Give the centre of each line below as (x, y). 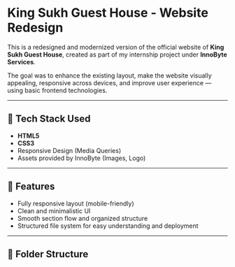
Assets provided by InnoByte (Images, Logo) (81, 158)
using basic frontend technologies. (57, 90)
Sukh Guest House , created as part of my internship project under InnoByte (117, 55)
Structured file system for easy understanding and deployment (108, 226)
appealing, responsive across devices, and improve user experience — (109, 82)
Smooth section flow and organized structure (83, 218)
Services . (22, 62)
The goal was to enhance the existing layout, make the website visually (109, 75)
